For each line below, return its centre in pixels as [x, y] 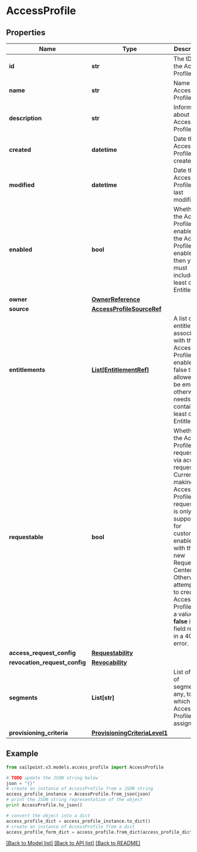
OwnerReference [116, 299]
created [20, 150]
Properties [26, 33]
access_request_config [43, 653]
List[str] [103, 698]
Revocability [109, 662]
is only [182, 511]
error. [181, 643]
